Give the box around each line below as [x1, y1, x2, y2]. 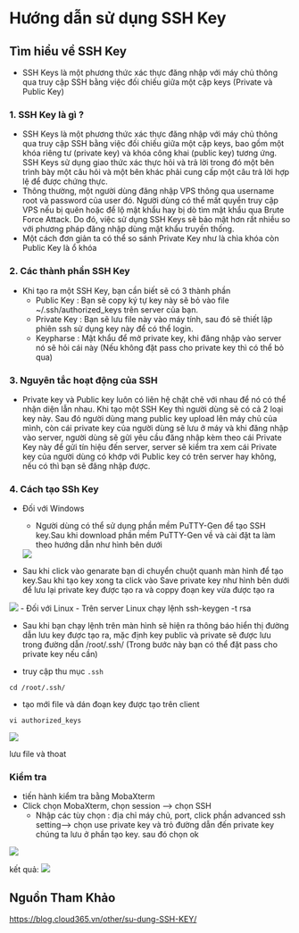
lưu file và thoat [9, 749, 67, 760]
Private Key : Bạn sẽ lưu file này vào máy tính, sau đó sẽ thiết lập [35, 313, 273, 324]
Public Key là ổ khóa [21, 243, 97, 254]
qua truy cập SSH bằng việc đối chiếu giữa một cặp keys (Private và [21, 77, 273, 87]
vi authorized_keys [9, 716, 82, 726]
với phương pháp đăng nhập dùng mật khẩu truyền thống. [21, 223, 235, 235]
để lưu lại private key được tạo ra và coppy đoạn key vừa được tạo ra [21, 585, 275, 596]
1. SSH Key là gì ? [9, 108, 85, 121]
